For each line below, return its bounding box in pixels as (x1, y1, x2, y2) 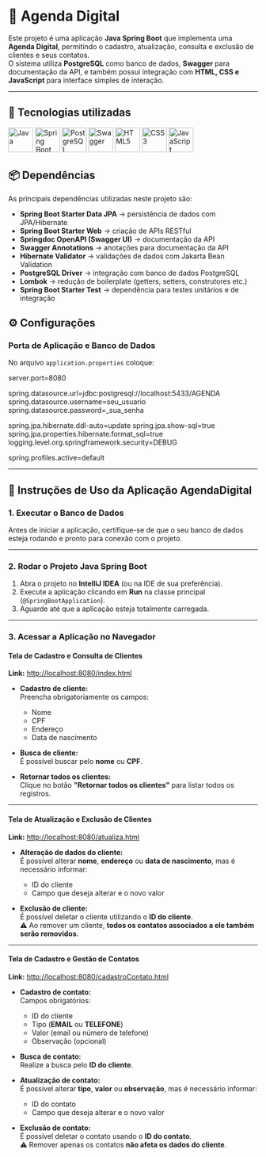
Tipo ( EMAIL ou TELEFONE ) (31, 1019, 124, 1029)
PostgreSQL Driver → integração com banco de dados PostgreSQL (19, 268, 240, 277)
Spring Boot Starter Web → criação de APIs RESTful (19, 226, 192, 235)
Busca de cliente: (19, 748, 78, 758)
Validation (19, 259, 53, 269)
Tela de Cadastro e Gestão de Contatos (8, 954, 140, 964)
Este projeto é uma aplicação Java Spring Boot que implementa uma (8, 33, 233, 43)
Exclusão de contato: (19, 1123, 91, 1132)
